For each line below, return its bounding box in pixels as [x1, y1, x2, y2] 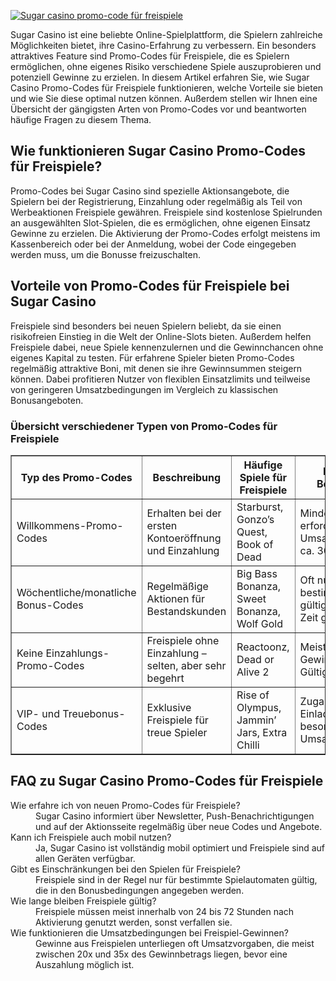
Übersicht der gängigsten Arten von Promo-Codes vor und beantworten [10, 103, 307, 115]
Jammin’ [236, 713, 277, 727]
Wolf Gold [236, 616, 283, 630]
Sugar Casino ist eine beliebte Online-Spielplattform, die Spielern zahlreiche [10, 29, 323, 40]
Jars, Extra [236, 725, 288, 739]
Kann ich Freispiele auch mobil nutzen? [10, 831, 172, 843]
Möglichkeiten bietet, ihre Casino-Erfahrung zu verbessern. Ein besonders [10, 40, 317, 51]
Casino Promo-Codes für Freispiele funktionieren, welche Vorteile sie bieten [10, 82, 324, 94]
